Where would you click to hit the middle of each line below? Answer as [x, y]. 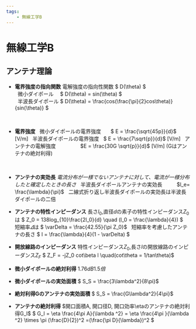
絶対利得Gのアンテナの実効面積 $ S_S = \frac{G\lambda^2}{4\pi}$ [94, 293]
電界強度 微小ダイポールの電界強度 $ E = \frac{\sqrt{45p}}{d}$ [95, 131]
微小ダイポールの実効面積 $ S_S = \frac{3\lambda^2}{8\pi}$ [87, 281]
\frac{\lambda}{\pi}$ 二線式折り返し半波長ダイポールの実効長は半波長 [100, 192]
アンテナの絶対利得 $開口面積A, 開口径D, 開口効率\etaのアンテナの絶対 [100, 306]
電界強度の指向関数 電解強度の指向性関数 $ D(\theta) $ [80, 86]
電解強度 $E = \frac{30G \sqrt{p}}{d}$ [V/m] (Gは [106, 146]
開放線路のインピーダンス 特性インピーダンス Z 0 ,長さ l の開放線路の [94, 248]
